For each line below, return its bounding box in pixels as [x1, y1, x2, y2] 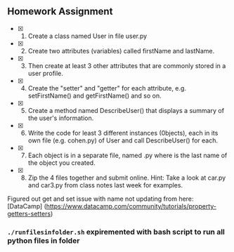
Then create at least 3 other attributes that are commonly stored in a [27, 61, 226, 69]
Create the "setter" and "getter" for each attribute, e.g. [27, 84, 186, 92]
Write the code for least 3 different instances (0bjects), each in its [27, 128, 219, 137]
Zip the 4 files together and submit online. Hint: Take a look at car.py [27, 173, 226, 182]
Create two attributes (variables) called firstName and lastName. [27, 46, 215, 55]
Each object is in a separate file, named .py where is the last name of [27, 151, 228, 159]
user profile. [27, 69, 63, 77]
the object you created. [27, 158, 96, 167]
